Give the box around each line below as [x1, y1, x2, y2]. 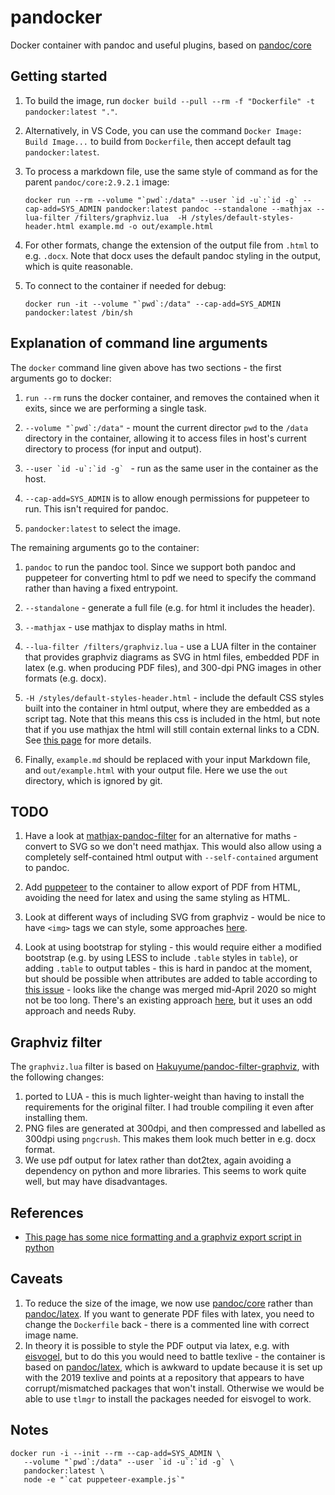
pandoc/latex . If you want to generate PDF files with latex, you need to [24, 1307, 315, 1320]
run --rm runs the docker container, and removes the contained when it [24, 391, 320, 403]
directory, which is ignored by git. [24, 774, 163, 786]
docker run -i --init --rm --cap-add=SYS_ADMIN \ [10, 1448, 222, 1458]
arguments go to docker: [10, 372, 112, 384]
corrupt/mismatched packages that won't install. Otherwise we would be [24, 1382, 325, 1394]
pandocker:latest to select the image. [24, 522, 181, 534]
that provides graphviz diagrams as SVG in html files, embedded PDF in [24, 651, 320, 663]
